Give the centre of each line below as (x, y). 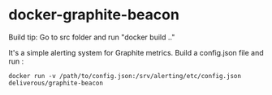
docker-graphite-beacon (94, 15)
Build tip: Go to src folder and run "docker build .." (92, 37)
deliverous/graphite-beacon (56, 83)
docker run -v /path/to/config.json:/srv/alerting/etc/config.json (125, 76)
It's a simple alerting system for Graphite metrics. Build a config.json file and (136, 52)
